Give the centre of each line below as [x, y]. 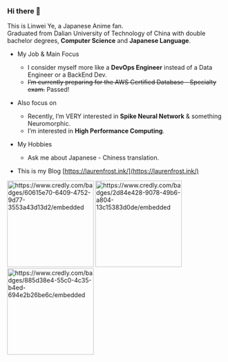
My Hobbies [35, 144]
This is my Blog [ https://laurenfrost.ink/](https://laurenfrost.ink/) [108, 171]
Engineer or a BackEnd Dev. [67, 75]
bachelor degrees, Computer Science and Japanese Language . [99, 41]
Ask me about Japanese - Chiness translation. [93, 158]
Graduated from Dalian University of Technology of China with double [106, 33]
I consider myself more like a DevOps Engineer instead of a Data [120, 68]
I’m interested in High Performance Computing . [96, 131]
